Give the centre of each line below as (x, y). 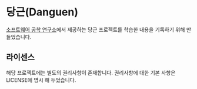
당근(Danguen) (42, 12)
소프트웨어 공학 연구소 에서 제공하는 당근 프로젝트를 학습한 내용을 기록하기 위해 (96, 29)
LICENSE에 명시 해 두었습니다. (41, 80)
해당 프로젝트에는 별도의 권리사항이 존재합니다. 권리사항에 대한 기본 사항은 (91, 72)
